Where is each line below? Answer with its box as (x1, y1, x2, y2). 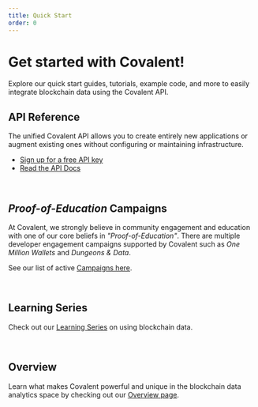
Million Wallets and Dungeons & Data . (8, 248, 132, 258)
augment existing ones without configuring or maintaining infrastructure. (8, 140, 245, 149)
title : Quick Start (8, 11, 73, 20)
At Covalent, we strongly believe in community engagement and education (8, 223, 251, 232)
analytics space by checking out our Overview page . (8, 390, 180, 399)
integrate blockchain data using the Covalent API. (8, 88, 169, 97)
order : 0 (8, 19, 37, 27)
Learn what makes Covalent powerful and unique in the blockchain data (8, 381, 242, 391)
